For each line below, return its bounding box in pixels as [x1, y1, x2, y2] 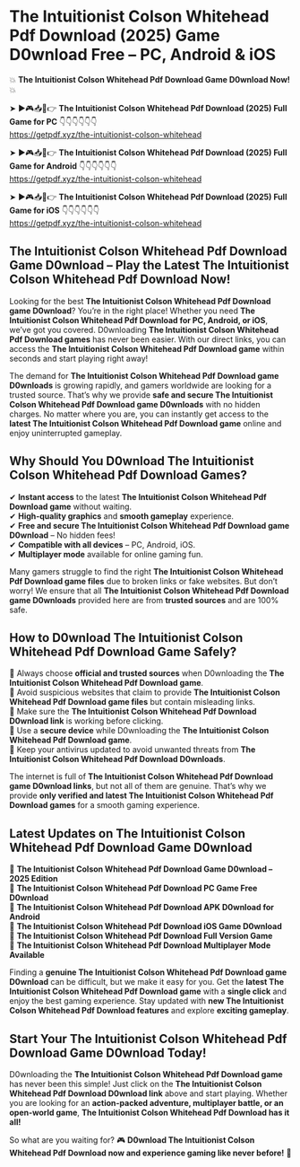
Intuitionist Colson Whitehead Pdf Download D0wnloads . [9, 754, 226, 765]
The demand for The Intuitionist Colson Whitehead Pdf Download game [9, 370, 279, 381]
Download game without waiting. [9, 501, 133, 512]
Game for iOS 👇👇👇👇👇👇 [9, 205, 100, 215]
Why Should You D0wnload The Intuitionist [9, 453, 254, 469]
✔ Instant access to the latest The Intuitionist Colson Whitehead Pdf [9, 491, 267, 502]
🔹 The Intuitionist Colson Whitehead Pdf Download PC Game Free [9, 882, 258, 894]
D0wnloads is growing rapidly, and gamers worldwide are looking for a [9, 380, 271, 390]
